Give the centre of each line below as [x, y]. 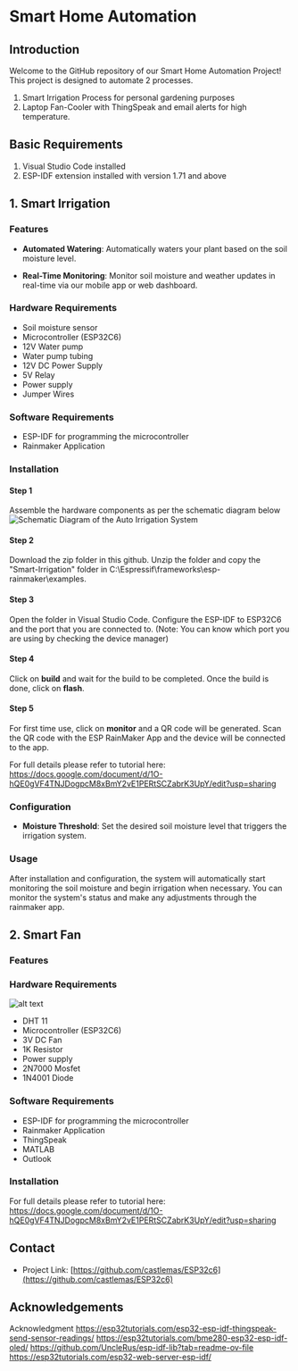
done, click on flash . [47, 688]
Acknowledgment [41, 1329]
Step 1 [21, 490]
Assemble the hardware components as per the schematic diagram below [145, 510]
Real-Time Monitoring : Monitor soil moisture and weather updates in [149, 275]
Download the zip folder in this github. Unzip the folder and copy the [135, 560]
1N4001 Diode [48, 1078]
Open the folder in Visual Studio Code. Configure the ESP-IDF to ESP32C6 [145, 619]
